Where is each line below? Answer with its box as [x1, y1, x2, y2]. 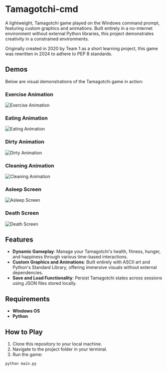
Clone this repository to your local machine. [12, 341, 102, 347]
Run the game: [12, 351, 43, 357]
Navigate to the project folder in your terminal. [12, 346, 107, 352]
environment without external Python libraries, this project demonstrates [5, 30, 154, 36]
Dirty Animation [5, 138, 45, 145]
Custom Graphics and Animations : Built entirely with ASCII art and [12, 259, 151, 265]
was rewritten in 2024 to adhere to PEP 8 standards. [5, 51, 113, 57]
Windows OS [12, 308, 40, 314]
